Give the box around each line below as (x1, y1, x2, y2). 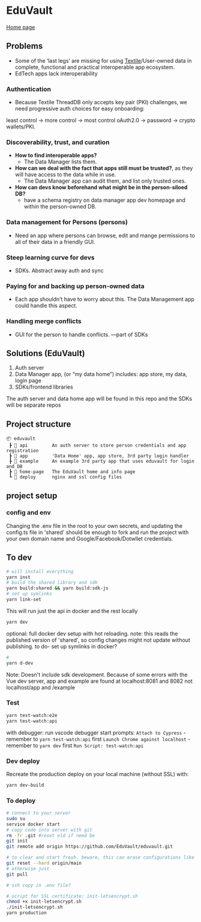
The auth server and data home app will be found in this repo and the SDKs (6, 395, 193, 403)
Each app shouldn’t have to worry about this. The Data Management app (14, 296, 195, 303)
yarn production (6, 910, 47, 916)
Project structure (6, 419, 71, 429)
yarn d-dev (6, 660, 34, 666)
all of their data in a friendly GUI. (14, 238, 95, 245)
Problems (6, 41, 43, 51)
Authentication (6, 85, 51, 93)
